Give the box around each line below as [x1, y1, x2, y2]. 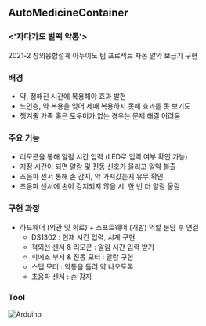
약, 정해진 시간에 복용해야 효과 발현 [19, 91, 127, 101]
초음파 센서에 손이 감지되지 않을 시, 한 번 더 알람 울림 [19, 181, 180, 191]
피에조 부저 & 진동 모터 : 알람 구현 [31, 251, 134, 262]
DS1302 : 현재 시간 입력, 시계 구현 [31, 232, 136, 242]
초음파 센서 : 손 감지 [31, 271, 92, 281]
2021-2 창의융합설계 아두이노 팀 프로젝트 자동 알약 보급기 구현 [8, 50, 198, 60]
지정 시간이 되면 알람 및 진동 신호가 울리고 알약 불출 [19, 162, 176, 171]
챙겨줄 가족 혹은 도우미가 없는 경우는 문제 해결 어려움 [19, 111, 181, 120]
